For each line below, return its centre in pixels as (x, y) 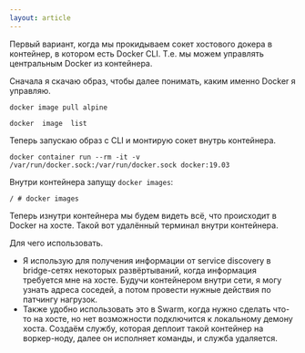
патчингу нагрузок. (60, 299)
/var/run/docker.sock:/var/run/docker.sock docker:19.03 (120, 165)
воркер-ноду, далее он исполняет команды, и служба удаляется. (150, 337)
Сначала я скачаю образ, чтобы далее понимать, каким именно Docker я (152, 81)
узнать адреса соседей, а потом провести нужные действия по (147, 289)
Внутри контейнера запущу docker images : (91, 182)
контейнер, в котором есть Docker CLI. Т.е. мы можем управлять (137, 53)
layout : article (40, 18)
